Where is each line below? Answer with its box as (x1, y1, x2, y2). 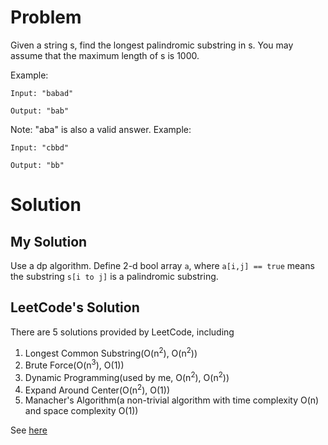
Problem (10, 6, 82, 29)
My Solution (10, 233, 88, 250)
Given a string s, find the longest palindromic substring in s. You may (10, 39, 294, 51)
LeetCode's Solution (10, 299, 140, 316)
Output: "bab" (10, 106, 70, 116)
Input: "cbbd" (10, 142, 70, 153)
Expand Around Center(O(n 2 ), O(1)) (24, 382, 170, 396)
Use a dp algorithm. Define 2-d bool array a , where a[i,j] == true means (10, 259, 315, 271)
